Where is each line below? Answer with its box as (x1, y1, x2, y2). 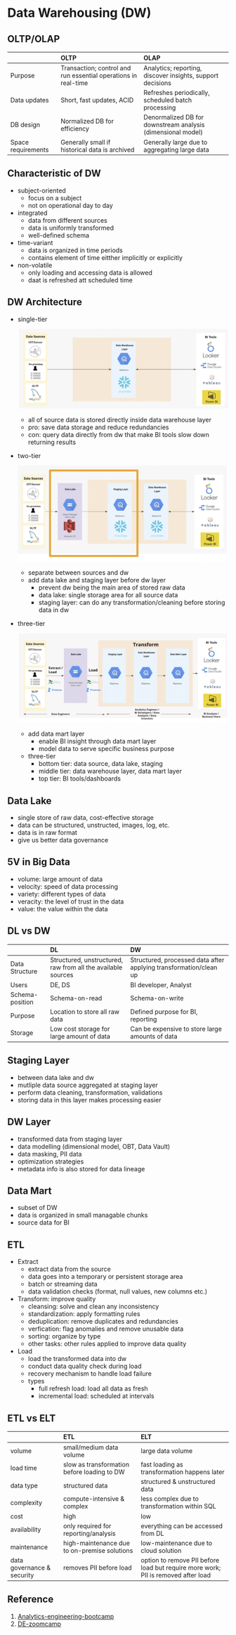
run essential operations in (60, 71, 138, 79)
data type (10, 1481, 39, 1490)
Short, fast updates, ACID (60, 96, 134, 104)
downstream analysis (143, 121, 205, 129)
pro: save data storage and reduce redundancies (27, 423, 169, 431)
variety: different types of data (17, 890, 106, 898)
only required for (63, 1521, 112, 1530)
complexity (10, 1498, 43, 1506)
